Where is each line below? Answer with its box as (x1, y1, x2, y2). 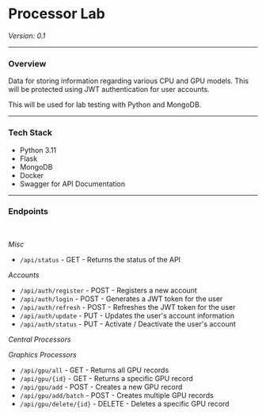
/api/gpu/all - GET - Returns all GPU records (19, 365, 169, 375)
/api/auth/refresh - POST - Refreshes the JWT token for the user (19, 302, 236, 311)
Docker (19, 170, 44, 180)
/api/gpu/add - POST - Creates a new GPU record (19, 382, 183, 391)
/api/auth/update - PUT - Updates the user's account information (19, 311, 235, 320)
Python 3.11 (19, 145, 57, 155)
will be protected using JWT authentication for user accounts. (8, 85, 210, 94)
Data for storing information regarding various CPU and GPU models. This (8, 76, 249, 86)
